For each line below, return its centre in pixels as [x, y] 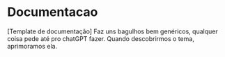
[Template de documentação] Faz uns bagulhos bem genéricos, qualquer [113, 31]
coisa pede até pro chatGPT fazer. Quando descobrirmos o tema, [101, 38]
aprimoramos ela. [32, 46]
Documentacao [53, 12]
